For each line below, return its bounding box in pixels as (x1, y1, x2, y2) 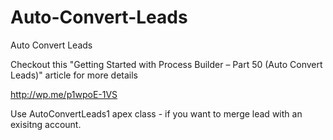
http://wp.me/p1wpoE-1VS (10, 88, 118, 100)
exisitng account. (10, 118, 82, 130)
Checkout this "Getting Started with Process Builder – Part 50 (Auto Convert (10, 58, 323, 70)
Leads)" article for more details (10, 69, 138, 81)
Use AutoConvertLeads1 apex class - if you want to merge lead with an (10, 107, 303, 120)
